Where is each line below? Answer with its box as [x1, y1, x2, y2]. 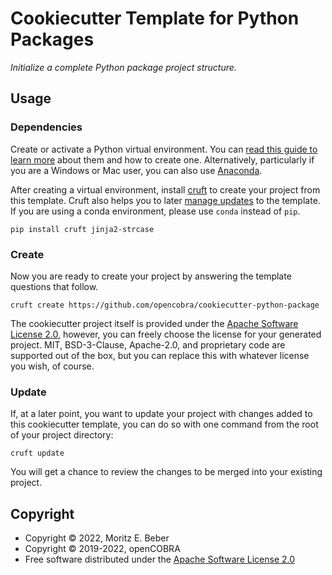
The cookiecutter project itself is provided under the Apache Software [10, 317, 299, 329]
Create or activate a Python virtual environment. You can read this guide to [10, 143, 318, 155]
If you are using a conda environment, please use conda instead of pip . [10, 205, 301, 217]
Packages [10, 28, 95, 51]
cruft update [10, 448, 65, 459]
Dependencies [10, 120, 83, 134]
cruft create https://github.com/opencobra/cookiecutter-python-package [10, 300, 320, 310]
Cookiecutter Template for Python [10, 7, 300, 30]
